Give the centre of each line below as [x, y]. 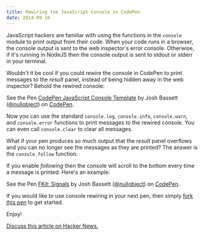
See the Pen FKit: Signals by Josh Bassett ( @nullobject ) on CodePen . [93, 184]
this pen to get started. [35, 202]
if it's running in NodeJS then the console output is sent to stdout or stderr [100, 54]
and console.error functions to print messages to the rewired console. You [100, 122]
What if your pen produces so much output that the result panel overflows [99, 140]
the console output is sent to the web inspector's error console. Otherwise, [100, 48]
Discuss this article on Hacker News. [52, 226]
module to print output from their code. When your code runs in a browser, [100, 42]
